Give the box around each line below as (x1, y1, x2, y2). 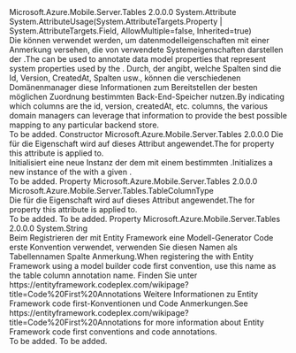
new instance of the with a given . (9, 166, 133, 177)
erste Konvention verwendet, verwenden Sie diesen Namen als (9, 242, 239, 252)
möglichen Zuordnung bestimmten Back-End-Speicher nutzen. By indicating (9, 91, 285, 102)
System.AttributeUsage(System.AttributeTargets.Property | (9, 16, 223, 27)
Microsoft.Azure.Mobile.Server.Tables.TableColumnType (9, 186, 214, 196)
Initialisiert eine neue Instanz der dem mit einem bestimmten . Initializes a (9, 157, 274, 167)
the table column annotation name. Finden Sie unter (9, 270, 198, 280)
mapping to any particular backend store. (9, 119, 160, 130)
